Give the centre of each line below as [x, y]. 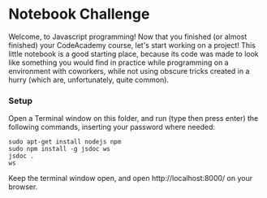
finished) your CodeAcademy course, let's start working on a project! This [132, 45]
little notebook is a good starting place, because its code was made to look [134, 54]
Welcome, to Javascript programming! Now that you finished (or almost [128, 37]
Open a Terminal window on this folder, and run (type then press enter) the [133, 118]
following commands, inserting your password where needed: [112, 127]
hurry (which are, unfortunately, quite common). [88, 80]
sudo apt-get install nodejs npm [65, 142]
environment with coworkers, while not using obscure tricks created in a [129, 71]
